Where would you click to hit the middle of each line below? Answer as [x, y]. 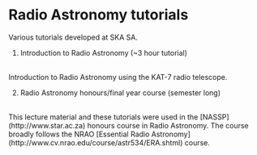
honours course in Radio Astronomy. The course [168, 125]
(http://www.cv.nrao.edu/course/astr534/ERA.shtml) [96, 142]
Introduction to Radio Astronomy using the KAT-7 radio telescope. [118, 77]
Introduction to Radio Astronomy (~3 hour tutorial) [104, 52]
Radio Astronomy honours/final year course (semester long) [120, 92]
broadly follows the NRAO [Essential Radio [79, 134]
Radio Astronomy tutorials [99, 15]
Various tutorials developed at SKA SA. [73, 37]
